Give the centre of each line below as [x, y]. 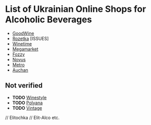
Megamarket [25, 49]
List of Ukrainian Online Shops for [75, 9]
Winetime [22, 43]
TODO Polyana [27, 103]
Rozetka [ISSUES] [30, 39]
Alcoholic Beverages [49, 20]
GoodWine [23, 33]
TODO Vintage [27, 108]
